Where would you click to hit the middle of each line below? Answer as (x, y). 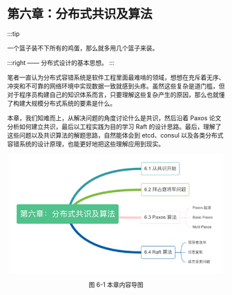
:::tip (13, 34)
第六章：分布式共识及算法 (80, 14)
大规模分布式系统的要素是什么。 (70, 103)
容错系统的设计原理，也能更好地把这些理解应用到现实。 (86, 144)
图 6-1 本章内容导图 (116, 285)
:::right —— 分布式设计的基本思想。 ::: (61, 62)
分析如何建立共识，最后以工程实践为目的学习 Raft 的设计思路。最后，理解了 (114, 126)
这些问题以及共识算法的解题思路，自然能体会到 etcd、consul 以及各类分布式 (115, 135)
